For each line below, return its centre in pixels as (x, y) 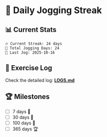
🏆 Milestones (28, 97)
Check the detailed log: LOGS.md (40, 80)
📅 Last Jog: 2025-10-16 (30, 53)
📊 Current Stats (31, 30)
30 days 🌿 (23, 117)
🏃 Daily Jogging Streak (54, 10)
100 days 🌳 (24, 123)
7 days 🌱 (22, 111)
